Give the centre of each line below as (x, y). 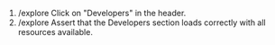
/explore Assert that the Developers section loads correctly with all (142, 22)
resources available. (55, 32)
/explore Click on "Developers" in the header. (102, 13)
